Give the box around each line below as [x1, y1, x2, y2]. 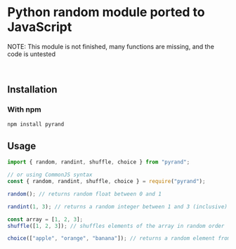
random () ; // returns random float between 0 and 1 [7, 190, 162, 197]
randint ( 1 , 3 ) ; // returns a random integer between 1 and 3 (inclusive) [7, 203, 228, 210]
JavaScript [7, 19, 72, 35]
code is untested [7, 50, 56, 58]
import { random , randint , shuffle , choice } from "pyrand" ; [7, 159, 190, 166]
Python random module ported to [7, 4, 205, 20]
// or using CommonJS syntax [7, 171, 93, 179]
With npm [7, 105, 41, 114]
